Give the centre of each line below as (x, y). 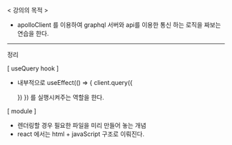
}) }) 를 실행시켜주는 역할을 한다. (61, 97)
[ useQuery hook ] (33, 68)
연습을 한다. (33, 33)
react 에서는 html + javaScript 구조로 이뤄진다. (81, 134)
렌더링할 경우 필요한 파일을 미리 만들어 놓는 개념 (81, 125)
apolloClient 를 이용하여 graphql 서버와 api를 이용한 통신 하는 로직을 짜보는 (119, 25)
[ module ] (22, 111)
